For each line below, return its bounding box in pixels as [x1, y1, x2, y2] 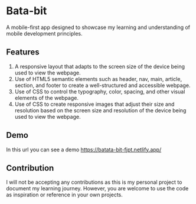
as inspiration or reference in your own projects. [6, 191, 123, 199]
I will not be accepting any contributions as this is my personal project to [6, 179, 182, 186]
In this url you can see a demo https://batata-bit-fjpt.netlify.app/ [6, 146, 162, 153]
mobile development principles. [6, 30, 83, 37]
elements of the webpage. [14, 94, 79, 101]
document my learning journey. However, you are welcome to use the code [6, 185, 189, 192]
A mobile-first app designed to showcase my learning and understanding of [6, 24, 191, 31]
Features [6, 47, 40, 57]
